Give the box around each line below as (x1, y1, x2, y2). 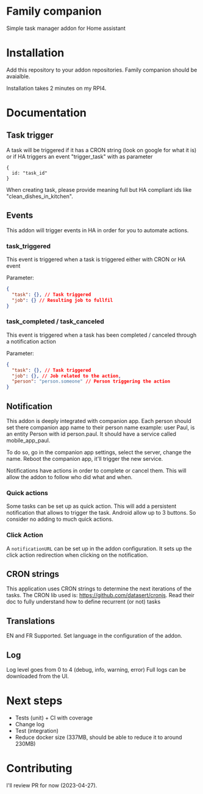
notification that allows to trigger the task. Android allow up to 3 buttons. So (6, 509, 196, 516)
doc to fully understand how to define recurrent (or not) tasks (6, 598, 161, 606)
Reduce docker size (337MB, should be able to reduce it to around (15, 733, 182, 741)
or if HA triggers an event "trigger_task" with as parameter (6, 153, 153, 160)
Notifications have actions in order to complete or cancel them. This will (6, 466, 187, 474)
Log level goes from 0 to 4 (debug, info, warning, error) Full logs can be (6, 666, 187, 673)
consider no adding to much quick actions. (6, 515, 114, 523)
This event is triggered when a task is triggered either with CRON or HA (6, 255, 186, 263)
